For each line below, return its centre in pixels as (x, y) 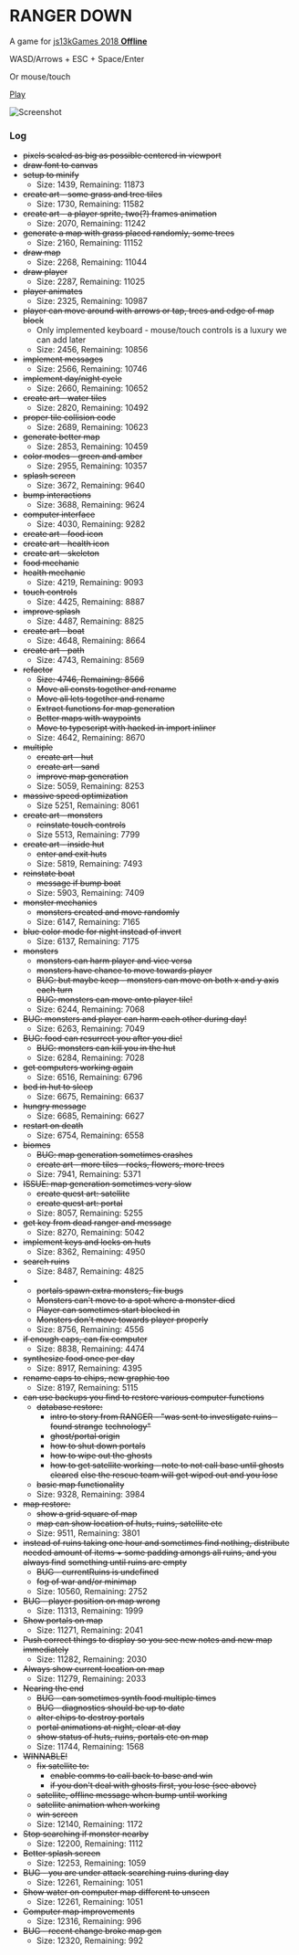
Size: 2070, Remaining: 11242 (91, 224)
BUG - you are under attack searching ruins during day (126, 1873)
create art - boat (53, 631)
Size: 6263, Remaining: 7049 (91, 1029)
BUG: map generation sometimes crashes (114, 1155)
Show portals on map (62, 1621)
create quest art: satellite (83, 1193)
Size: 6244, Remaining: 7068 (91, 1009)
